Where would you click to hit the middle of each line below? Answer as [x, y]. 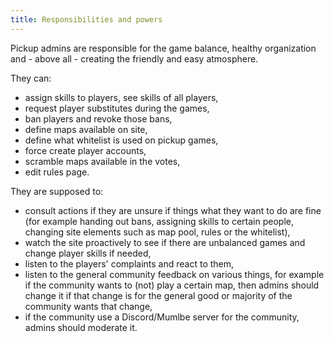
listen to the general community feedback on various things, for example [174, 274]
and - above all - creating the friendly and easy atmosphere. [134, 58]
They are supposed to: [57, 191]
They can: [31, 78]
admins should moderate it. [81, 327]
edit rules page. [57, 172]
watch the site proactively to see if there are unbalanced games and [165, 242]
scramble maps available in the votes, [102, 161]
